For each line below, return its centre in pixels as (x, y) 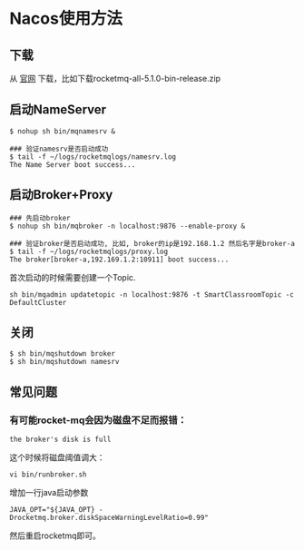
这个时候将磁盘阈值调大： (57, 457)
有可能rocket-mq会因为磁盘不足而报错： (98, 420)
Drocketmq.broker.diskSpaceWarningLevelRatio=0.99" (109, 518)
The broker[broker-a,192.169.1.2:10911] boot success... (119, 260)
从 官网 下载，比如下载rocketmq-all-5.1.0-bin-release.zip (115, 79)
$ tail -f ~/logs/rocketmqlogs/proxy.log (89, 251)
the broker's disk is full (60, 440)
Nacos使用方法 (66, 19)
